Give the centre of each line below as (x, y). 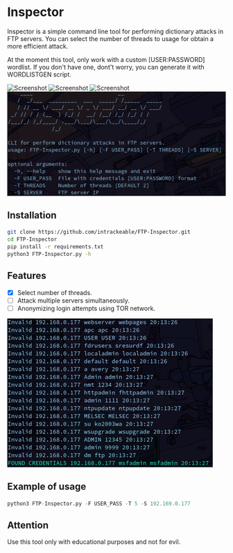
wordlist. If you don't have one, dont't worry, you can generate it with (106, 67)
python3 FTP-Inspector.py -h (49, 255)
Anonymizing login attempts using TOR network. (86, 308)
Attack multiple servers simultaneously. (74, 300)
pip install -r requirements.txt (55, 247)
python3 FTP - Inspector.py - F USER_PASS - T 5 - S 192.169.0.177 (99, 504)
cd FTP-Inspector (32, 240)
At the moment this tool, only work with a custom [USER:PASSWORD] (106, 59)
